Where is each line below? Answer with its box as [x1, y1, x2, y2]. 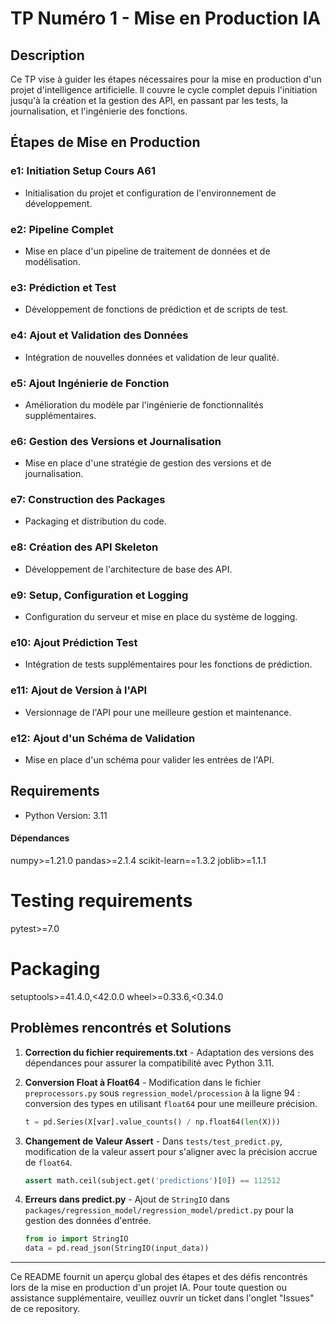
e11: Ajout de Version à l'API [10, 683, 148, 697]
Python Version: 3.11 [24, 809, 108, 821]
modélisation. [24, 255, 81, 267]
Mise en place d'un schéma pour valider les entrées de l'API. [24, 753, 275, 766]
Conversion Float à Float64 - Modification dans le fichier [24, 1076, 262, 1088]
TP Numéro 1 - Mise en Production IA [10, 7, 322, 30]
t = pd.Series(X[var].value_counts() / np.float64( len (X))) [24, 1117, 281, 1127]
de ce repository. [10, 1303, 81, 1315]
